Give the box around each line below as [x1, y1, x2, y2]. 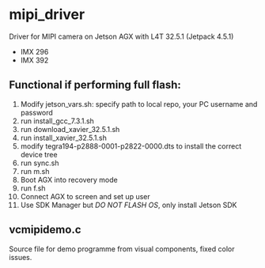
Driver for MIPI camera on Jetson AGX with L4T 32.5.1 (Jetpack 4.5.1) [9, 32, 234, 41]
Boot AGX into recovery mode [20, 175, 118, 184]
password [20, 108, 54, 117]
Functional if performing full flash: [9, 78, 181, 92]
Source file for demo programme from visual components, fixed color [9, 243, 235, 254]
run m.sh [20, 166, 50, 176]
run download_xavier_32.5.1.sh [20, 124, 120, 134]
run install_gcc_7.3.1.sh [20, 116, 94, 126]
